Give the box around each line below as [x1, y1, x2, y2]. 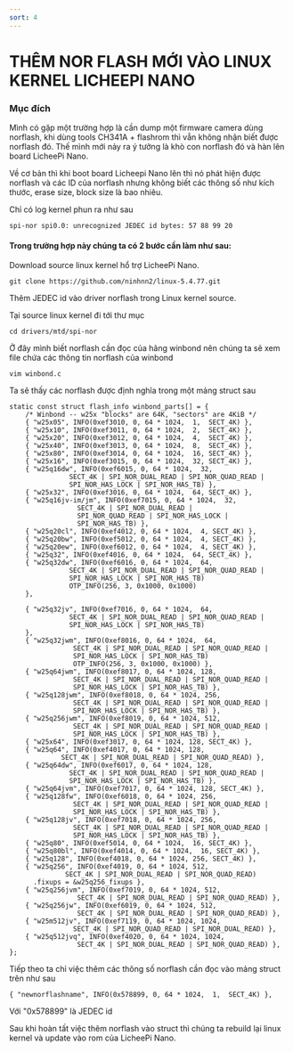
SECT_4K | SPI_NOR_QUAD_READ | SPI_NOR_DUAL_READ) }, [72, 925, 277, 934]
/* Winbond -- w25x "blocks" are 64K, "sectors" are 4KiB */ [25, 411, 256, 420]
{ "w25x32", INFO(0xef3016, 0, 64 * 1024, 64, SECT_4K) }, [25, 488, 253, 497]
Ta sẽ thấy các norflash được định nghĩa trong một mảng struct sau [9, 385, 256, 396]
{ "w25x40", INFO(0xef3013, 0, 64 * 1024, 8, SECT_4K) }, [25, 442, 253, 451]
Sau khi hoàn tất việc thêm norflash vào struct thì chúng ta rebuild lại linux [9, 1023, 281, 1034]
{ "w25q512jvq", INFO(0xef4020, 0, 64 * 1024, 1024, [25, 933, 225, 942]
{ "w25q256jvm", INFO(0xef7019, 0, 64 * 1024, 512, [25, 885, 221, 895]
